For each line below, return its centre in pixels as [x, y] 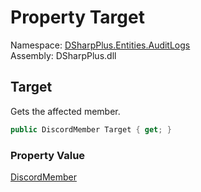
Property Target [77, 17]
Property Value [48, 155]
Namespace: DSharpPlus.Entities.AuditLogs [100, 45]
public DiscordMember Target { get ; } [91, 129]
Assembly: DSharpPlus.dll [63, 55]
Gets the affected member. [65, 111]
